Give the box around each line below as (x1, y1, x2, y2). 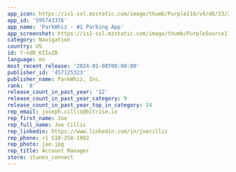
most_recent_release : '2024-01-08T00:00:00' (7, 62, 140, 70)
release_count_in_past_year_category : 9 (7, 95, 128, 102)
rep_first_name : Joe (7, 114, 68, 121)
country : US (7, 43, 42, 50)
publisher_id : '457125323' (7, 69, 86, 76)
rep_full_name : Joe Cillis (7, 121, 86, 128)
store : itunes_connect (7, 154, 74, 161)
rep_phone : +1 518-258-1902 (7, 134, 90, 141)
